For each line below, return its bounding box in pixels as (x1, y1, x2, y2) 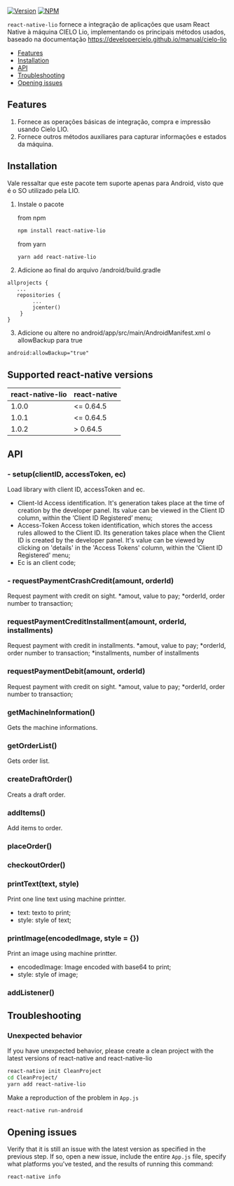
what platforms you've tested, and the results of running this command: (7, 1160, 214, 1168)
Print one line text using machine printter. (7, 895, 126, 903)
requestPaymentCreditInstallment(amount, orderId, (7, 617, 187, 627)
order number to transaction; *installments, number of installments (7, 649, 200, 658)
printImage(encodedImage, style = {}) (7, 933, 139, 943)
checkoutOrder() (7, 860, 66, 869)
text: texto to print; (17, 909, 71, 917)
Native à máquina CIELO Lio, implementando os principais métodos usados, (7, 28, 226, 36)
